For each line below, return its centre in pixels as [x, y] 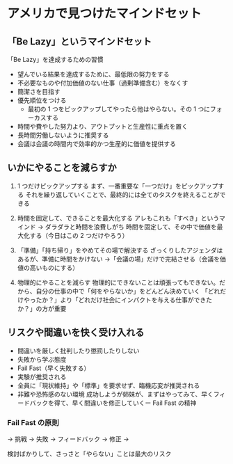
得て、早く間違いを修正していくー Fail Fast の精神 [125, 403]
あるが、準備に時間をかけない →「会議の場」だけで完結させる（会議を [119, 259]
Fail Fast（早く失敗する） [54, 368]
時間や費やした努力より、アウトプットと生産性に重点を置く [102, 126]
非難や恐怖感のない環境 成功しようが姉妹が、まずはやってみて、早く [115, 394]
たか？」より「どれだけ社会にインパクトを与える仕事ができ [121, 300]
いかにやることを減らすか [62, 168]
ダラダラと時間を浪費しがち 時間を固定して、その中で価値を [131, 227]
